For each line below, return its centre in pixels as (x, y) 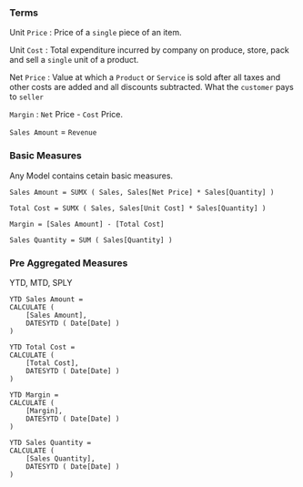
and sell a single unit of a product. (74, 60)
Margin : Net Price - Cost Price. (66, 115)
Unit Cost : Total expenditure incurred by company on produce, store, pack (149, 50)
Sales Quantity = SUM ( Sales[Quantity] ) (91, 240)
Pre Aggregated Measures (69, 263)
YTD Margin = (34, 395)
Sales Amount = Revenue (53, 132)
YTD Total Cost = (42, 347)
